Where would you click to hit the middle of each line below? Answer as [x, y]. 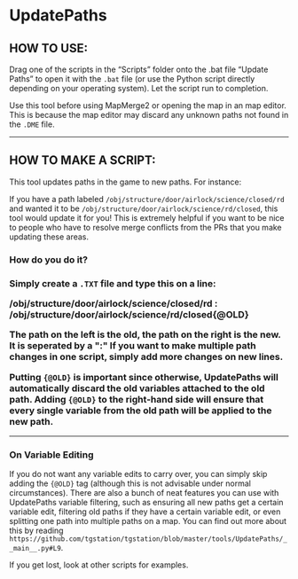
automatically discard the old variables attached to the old [137, 388]
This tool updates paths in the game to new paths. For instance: [125, 182]
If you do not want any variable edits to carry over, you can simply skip [138, 474]
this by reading [36, 531]
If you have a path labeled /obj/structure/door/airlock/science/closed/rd [147, 199]
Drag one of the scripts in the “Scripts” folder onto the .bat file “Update [139, 69]
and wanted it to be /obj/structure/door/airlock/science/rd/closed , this [144, 208]
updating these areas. [49, 237]
